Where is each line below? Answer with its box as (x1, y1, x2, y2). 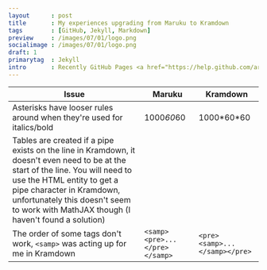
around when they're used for (12, 112, 123, 123)
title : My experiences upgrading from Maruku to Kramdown (8, 19, 229, 27)
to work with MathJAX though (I (12, 204, 131, 215)
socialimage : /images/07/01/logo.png (8, 41, 137, 49)
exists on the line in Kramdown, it (12, 145, 136, 156)
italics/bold (12, 121, 54, 133)
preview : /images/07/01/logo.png (8, 33, 137, 42)
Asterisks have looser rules (12, 102, 114, 113)
